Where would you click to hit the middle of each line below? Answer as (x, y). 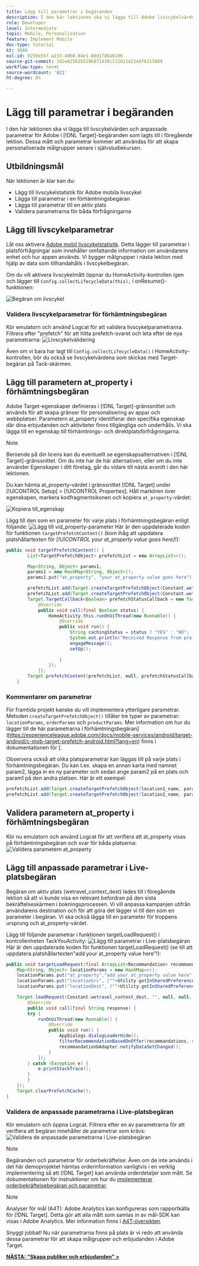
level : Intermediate (32, 28)
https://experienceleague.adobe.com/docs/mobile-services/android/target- (100, 735)
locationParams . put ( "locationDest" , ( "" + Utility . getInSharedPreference (107, 986)
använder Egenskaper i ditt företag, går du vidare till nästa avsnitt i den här (97, 467)
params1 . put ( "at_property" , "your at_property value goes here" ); (111, 577)
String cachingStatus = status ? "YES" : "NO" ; (129, 632)
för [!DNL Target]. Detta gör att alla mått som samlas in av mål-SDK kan (93, 1215)
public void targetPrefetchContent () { (55, 550)
